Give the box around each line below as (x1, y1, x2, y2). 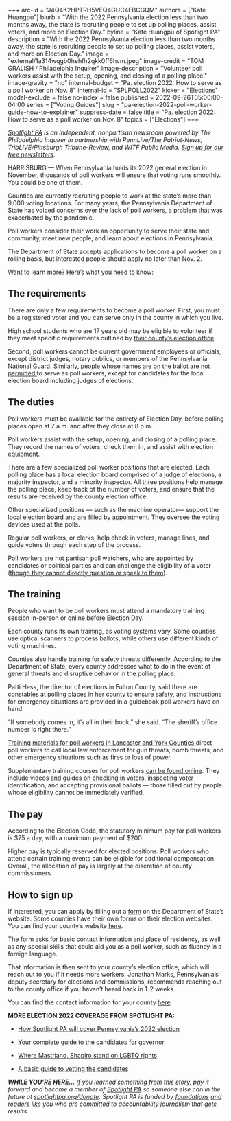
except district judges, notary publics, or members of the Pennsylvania (8, 354, 208, 362)
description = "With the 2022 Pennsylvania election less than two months (8, 35, 215, 43)
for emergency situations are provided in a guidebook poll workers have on (8, 697, 220, 706)
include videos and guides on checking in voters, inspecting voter (8, 774, 194, 782)
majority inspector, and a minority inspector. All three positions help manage (8, 477, 223, 486)
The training (8, 588, 61, 600)
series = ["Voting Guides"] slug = (26, 101, 120, 108)
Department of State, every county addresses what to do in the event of (8, 662, 211, 671)
